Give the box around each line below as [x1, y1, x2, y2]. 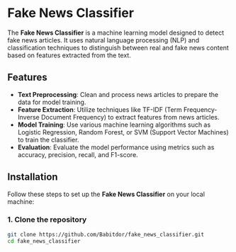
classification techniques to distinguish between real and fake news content [7, 43, 229, 52]
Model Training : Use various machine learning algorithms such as [17, 120, 211, 129]
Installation [7, 171, 58, 183]
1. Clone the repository [7, 214, 87, 224]
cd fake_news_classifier [7, 237, 81, 245]
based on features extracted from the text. [7, 51, 131, 59]
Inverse [17, 113, 40, 121]
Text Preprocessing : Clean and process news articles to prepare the [17, 90, 218, 98]
